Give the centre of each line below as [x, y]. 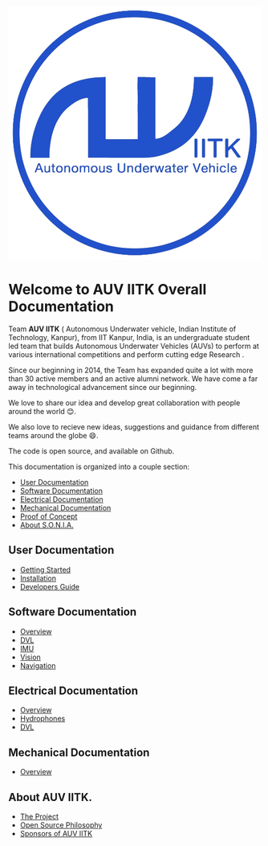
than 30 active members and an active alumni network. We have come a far [133, 378]
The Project [39, 816]
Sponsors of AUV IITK [56, 834]
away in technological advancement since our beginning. [103, 387]
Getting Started [45, 569]
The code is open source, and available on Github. [91, 451]
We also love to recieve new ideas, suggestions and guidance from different [134, 427]
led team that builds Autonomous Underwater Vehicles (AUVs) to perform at [134, 346]
